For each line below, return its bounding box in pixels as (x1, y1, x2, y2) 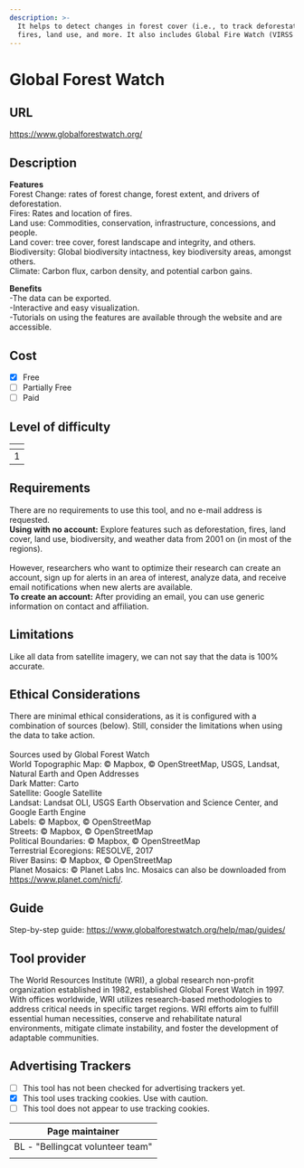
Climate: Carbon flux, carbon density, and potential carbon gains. (9, 266, 253, 277)
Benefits (9, 283, 43, 294)
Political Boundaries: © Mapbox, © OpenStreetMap (9, 836, 201, 847)
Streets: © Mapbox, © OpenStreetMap (9, 826, 154, 837)
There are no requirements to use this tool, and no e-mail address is (9, 504, 262, 516)
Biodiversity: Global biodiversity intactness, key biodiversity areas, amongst (9, 246, 291, 258)
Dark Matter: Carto (9, 778, 80, 789)
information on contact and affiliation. (9, 601, 149, 612)
